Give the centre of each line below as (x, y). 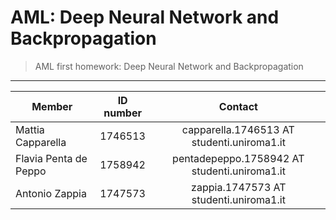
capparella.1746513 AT (238, 129)
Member (52, 106)
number (122, 113)
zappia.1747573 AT (239, 187)
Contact (238, 106)
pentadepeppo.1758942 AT (238, 158)
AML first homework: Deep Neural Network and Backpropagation (169, 66)
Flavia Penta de (51, 158)
